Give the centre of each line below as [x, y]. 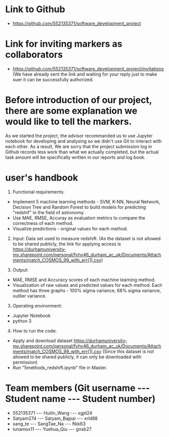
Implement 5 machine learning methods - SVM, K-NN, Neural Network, [86, 201]
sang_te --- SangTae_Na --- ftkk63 [49, 424]
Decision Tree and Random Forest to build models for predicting [79, 207]
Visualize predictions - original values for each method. [70, 228]
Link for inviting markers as [64, 44]
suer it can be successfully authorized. [53, 79]
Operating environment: [37, 306]
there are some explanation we [71, 111]
